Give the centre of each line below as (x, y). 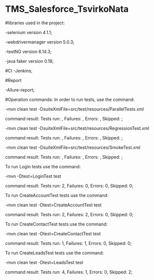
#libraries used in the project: (35, 23)
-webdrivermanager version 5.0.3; (40, 42)
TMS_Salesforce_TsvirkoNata (67, 9)
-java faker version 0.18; (29, 61)
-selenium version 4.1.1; (29, 32)
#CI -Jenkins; (19, 71)
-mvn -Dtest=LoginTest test (33, 176)
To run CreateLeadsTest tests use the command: (55, 253)
